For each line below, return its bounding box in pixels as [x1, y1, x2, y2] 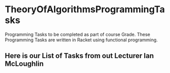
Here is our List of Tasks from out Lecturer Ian [5, 52, 154, 60]
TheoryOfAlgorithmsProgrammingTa [5, 4, 165, 15]
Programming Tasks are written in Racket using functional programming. [5, 37, 158, 43]
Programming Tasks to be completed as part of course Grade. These [5, 31, 150, 37]
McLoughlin [5, 60, 44, 68]
